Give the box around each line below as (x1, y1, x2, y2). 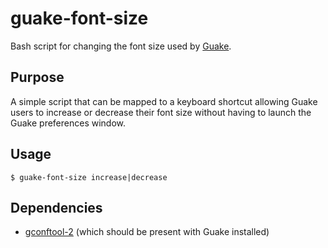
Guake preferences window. (10, 117, 127, 129)
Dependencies (10, 199, 103, 216)
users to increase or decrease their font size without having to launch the (10, 106, 312, 118)
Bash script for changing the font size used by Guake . (10, 40, 232, 52)
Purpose (10, 69, 65, 86)
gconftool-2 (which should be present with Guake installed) (24, 226, 270, 238)
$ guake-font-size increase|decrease (10, 172, 168, 182)
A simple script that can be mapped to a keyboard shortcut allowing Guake (10, 95, 318, 107)
